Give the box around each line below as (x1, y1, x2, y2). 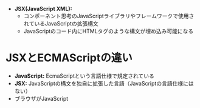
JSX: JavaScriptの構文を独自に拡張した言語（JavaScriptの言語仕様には (14, 79, 194, 87)
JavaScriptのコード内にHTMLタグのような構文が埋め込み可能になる (23, 27, 194, 35)
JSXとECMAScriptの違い (5, 51, 133, 65)
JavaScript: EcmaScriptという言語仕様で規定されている (14, 72, 154, 79)
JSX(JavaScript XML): (14, 5, 72, 12)
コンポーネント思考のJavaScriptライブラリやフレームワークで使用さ (23, 12, 195, 19)
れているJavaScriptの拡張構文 (23, 20, 98, 27)
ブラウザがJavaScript (14, 95, 69, 102)
